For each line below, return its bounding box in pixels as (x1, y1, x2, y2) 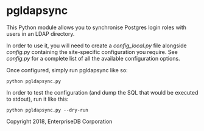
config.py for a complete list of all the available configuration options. (6, 55, 181, 62)
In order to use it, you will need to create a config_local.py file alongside (6, 42, 187, 49)
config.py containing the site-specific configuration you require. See (6, 48, 178, 55)
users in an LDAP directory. (6, 30, 75, 37)
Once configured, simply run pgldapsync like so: (6, 66, 128, 73)
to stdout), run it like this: (6, 95, 69, 102)
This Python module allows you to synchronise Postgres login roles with (6, 24, 187, 31)
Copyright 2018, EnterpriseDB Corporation (6, 118, 113, 125)
